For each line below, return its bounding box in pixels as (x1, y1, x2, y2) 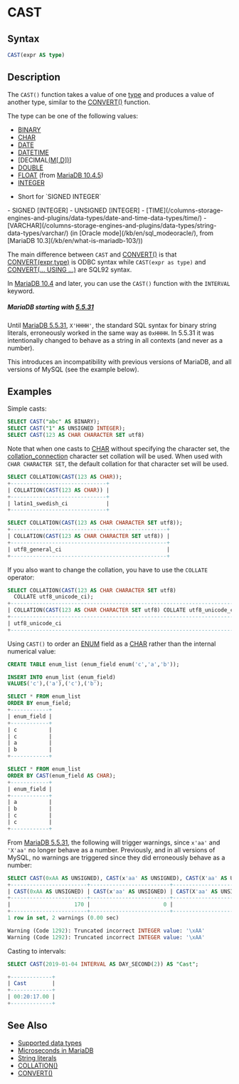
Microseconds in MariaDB (17, 1046, 94, 1055)
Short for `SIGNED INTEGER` (17, 192, 102, 200)
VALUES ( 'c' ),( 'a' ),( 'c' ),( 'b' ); (7, 680, 103, 688)
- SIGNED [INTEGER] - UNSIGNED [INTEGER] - (7, 206, 145, 215)
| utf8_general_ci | (7, 546, 171, 553)
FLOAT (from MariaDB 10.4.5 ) (17, 170, 104, 179)
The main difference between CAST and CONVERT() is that (7, 250, 177, 259)
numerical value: (7, 646, 56, 656)
